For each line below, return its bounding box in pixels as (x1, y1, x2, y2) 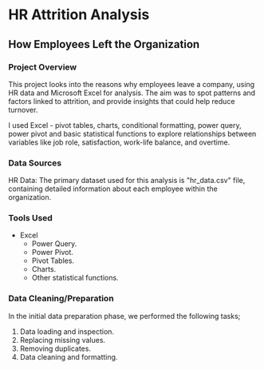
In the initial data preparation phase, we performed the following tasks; (8, 311, 241, 320)
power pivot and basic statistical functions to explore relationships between (8, 129, 257, 138)
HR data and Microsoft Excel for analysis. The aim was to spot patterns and (8, 88, 256, 97)
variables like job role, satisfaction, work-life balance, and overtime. (8, 137, 231, 147)
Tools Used (8, 213, 53, 224)
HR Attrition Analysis (8, 6, 150, 24)
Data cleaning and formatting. (19, 352, 118, 361)
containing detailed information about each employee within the (8, 184, 218, 193)
